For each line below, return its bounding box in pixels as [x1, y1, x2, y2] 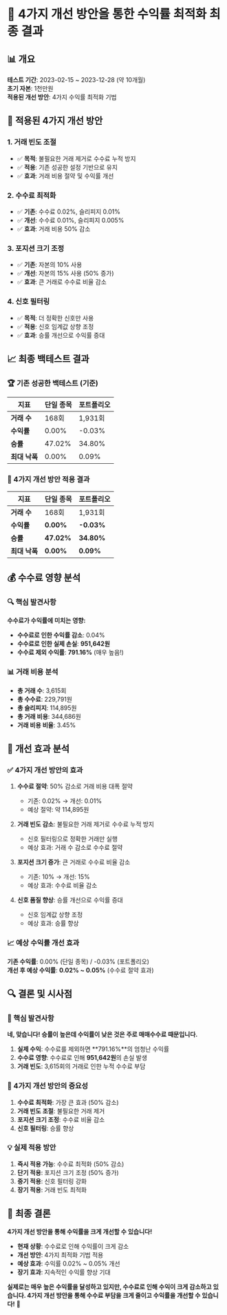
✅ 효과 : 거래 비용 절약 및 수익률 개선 [17, 172, 114, 180]
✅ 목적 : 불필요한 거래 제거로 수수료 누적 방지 [17, 154, 136, 163]
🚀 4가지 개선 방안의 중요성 [7, 1081, 88, 1091]
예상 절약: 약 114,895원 [27, 806, 89, 814]
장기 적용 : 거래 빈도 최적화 [17, 1185, 87, 1194]
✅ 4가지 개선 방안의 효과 [7, 765, 83, 775]
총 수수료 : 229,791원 [17, 695, 72, 703]
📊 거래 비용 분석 [7, 667, 58, 677]
